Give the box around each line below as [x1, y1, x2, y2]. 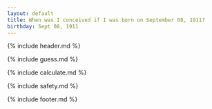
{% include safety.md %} [7, 82, 79, 90]
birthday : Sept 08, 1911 [7, 23, 79, 30]
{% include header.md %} [7, 42, 81, 50]
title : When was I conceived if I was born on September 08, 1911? [7, 17, 206, 23]
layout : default [7, 10, 54, 17]
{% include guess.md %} [7, 55, 78, 63]
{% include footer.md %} [7, 95, 78, 103]
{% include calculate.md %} [7, 68, 87, 77]
